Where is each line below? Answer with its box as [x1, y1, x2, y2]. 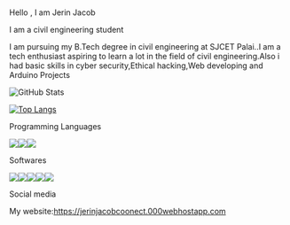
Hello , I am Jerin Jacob [9, 7, 96, 18]
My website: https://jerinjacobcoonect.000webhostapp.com [9, 206, 226, 216]
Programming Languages [9, 120, 102, 131]
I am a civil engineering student [9, 24, 124, 35]
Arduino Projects [9, 69, 71, 80]
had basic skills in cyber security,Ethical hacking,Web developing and [9, 60, 263, 71]
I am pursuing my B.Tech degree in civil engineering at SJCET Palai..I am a [9, 41, 281, 51]
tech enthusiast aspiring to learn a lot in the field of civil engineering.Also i [9, 50, 280, 61]
